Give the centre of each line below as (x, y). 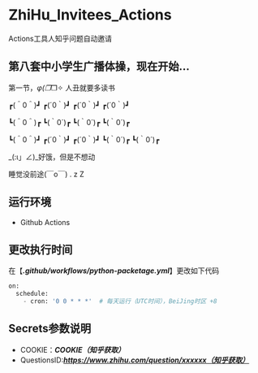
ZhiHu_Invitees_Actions (90, 15)
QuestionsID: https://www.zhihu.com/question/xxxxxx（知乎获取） (135, 360)
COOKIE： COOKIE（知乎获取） (73, 349)
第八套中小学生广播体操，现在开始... (99, 67)
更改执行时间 (41, 249)
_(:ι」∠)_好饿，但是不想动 (52, 157)
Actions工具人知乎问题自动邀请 (60, 38)
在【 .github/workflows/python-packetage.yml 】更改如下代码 (114, 271)
